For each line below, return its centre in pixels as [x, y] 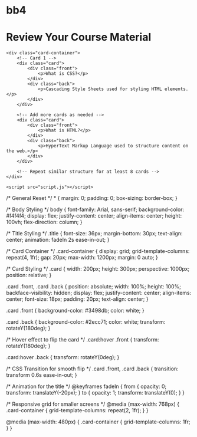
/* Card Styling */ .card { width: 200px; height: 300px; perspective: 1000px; [98, 269]
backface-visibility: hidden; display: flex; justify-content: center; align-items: [99, 293]
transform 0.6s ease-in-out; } [42, 375]
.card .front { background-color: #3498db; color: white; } [75, 311]
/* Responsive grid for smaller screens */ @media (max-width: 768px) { [93, 404]
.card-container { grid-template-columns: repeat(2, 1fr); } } [77, 410]
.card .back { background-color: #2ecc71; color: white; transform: [86, 322]
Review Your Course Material [79, 37]
